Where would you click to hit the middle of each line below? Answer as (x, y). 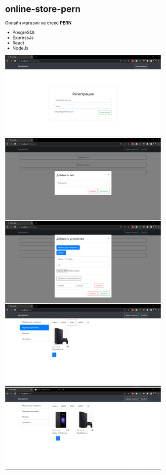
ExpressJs (23, 38)
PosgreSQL (24, 32)
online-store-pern (43, 9)
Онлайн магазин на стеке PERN (38, 23)
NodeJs (20, 48)
